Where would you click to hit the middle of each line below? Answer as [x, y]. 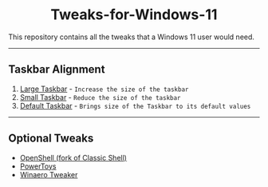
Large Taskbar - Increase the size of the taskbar [104, 89]
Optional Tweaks [51, 139]
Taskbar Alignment [57, 70]
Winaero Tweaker [49, 174]
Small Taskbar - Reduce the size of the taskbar [100, 97]
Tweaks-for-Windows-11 [134, 15]
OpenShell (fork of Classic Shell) [73, 157]
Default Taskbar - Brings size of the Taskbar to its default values [135, 105]
